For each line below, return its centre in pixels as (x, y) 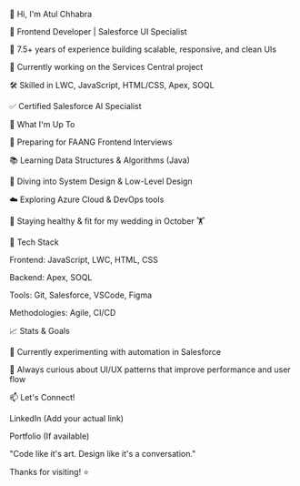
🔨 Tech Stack (34, 242)
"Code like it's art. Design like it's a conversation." (103, 454)
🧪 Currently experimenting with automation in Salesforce (115, 352)
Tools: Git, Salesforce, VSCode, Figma (81, 295)
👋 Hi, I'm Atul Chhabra (51, 14)
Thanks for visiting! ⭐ (49, 472)
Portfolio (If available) (50, 436)
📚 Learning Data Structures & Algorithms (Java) (100, 160)
